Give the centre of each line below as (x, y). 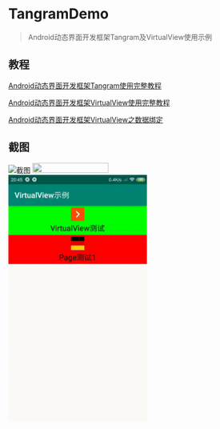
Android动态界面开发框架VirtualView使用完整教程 (89, 102)
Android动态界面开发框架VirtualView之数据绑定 (86, 119)
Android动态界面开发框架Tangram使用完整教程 (85, 86)
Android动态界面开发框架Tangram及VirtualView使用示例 (120, 37)
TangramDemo (59, 14)
